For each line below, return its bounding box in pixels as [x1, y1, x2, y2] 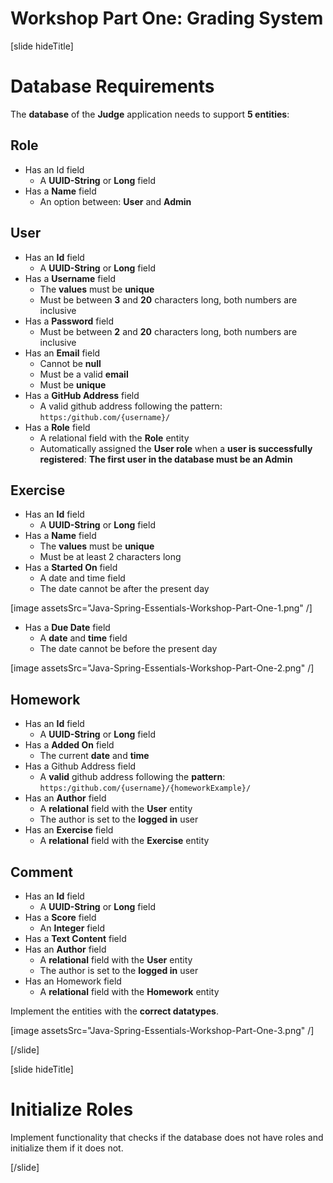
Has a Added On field [24, 739, 115, 751]
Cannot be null [39, 357, 102, 369]
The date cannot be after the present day [39, 583, 210, 595]
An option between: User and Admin [39, 195, 192, 207]
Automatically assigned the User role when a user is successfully [39, 442, 313, 454]
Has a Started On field [24, 562, 118, 574]
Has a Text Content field [24, 932, 127, 944]
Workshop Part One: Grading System [10, 7, 324, 30]
